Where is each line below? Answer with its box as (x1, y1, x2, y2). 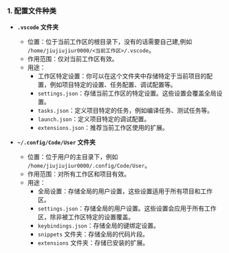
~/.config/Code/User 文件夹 (17, 138, 96, 146)
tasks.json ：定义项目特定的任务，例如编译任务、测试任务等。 (37, 107, 213, 115)
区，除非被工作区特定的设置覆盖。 (37, 213, 135, 221)
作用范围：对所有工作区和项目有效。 (27, 170, 131, 178)
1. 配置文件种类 (7, 5, 57, 15)
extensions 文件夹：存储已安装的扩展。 (37, 239, 149, 247)
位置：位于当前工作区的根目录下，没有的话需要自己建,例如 (27, 38, 193, 46)
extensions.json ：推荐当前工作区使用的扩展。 (37, 124, 168, 132)
